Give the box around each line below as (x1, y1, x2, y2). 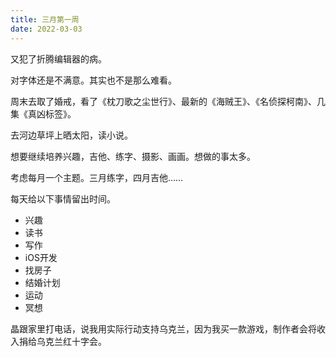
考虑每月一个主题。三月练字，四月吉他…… (10, 171, 184, 183)
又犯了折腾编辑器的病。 (10, 52, 107, 65)
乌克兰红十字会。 (36, 335, 107, 347)
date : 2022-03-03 (10, 24, 83, 34)
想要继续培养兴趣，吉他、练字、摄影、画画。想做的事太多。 (10, 150, 256, 162)
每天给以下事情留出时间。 (10, 192, 116, 205)
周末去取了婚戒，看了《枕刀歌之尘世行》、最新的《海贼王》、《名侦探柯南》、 (10, 95, 317, 107)
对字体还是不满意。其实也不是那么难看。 (10, 74, 177, 86)
